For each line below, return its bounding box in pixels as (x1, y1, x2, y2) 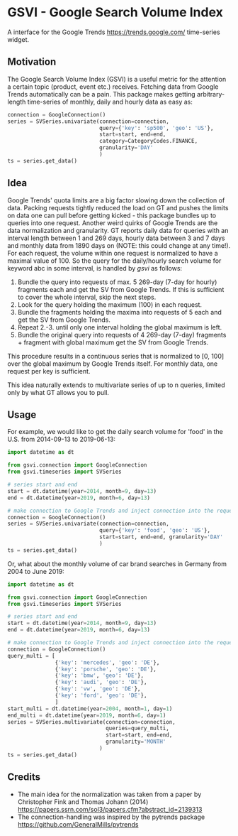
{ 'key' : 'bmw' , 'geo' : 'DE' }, (55, 672, 144, 679)
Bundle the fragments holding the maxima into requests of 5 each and (17, 308, 222, 316)
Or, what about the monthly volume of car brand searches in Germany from (7, 559, 227, 568)
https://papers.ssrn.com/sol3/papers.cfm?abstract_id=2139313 (17, 805, 203, 813)
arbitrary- (197, 89, 225, 98)
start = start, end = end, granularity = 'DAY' (98, 533, 223, 541)
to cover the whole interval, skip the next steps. (17, 293, 157, 301)
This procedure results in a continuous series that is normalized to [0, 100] (7, 352, 225, 360)
